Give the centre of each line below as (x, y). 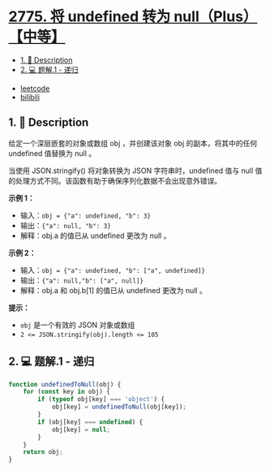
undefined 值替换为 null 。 (52, 153)
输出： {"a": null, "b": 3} (65, 225)
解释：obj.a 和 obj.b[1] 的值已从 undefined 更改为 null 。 (113, 290)
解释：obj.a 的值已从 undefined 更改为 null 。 (95, 235)
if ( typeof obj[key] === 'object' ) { (101, 400)
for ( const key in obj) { (67, 392)
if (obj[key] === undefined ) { (90, 422)
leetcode (35, 88)
